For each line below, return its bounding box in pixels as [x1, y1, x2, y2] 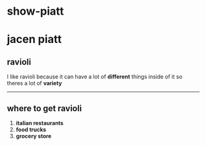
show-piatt [7, 4, 64, 18]
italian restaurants [15, 120, 64, 126]
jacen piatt [7, 33, 62, 47]
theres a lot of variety [7, 80, 62, 87]
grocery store [15, 133, 51, 139]
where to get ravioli [7, 103, 82, 113]
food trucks [15, 126, 46, 133]
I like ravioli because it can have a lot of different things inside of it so [7, 73, 183, 80]
